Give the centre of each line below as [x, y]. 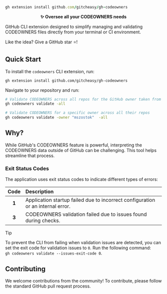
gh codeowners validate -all [35, 104]
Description [40, 192]
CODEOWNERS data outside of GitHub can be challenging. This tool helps [81, 150]
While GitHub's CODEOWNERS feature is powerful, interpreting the [74, 145]
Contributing [25, 269]
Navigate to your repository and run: [42, 90]
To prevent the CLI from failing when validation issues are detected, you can [83, 243]
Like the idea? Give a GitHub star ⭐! [42, 42]
